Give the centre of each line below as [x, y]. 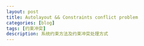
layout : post [22, 12]
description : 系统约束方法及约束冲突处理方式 [57, 34]
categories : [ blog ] [31, 23]
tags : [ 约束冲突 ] [26, 28]
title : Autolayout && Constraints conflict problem [72, 17]
